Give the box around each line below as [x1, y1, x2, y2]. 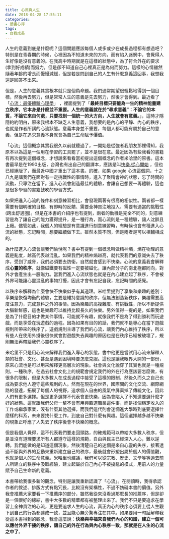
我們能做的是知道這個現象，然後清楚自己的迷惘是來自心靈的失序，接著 [14, 442, 159, 448]
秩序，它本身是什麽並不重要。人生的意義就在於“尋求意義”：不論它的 [9, 106, 151, 113]
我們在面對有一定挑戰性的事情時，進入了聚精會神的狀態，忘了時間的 [22, 174, 164, 180]
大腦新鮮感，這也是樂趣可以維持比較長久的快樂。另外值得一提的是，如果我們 [5, 307, 164, 313]
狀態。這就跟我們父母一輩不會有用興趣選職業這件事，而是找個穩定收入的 [14, 400, 164, 406]
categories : [5, 17, 30, 22]
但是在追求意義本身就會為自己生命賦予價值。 [14, 132, 107, 138]
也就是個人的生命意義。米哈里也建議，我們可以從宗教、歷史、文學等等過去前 [5, 455, 164, 461]
